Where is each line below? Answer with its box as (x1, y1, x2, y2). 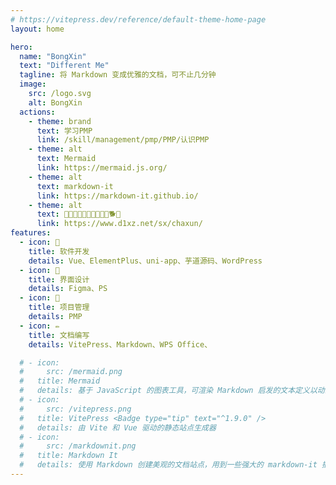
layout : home (10, 24, 65, 34)
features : (10, 228, 52, 238)
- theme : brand (28, 116, 92, 126)
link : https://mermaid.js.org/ (36, 163, 168, 173)
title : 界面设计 (28, 274, 90, 285)
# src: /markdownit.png (19, 441, 137, 451)
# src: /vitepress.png (19, 404, 132, 414)
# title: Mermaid (19, 376, 101, 386)
